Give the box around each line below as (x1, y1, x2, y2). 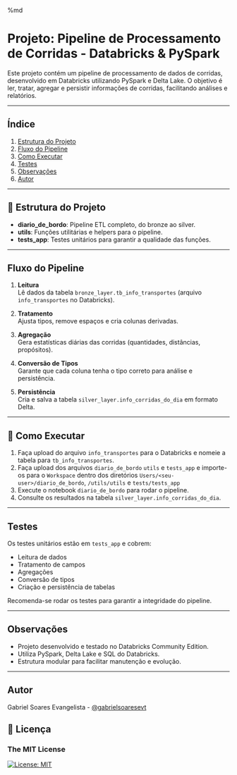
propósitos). (17, 345, 53, 354)
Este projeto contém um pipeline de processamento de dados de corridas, (7, 68, 224, 77)
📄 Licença (7, 724, 51, 736)
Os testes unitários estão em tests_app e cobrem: (7, 539, 152, 547)
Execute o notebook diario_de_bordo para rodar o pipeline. (17, 486, 189, 495)
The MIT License (7, 744, 66, 754)
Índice (7, 118, 35, 130)
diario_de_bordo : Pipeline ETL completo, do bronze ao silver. (17, 220, 196, 228)
